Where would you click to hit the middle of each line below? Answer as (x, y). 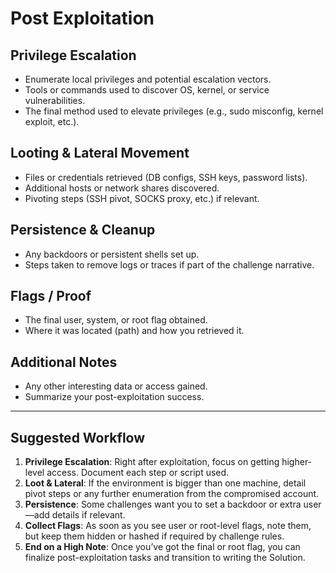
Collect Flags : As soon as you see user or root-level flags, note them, (168, 526)
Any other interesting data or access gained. (116, 386)
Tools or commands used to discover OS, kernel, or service (147, 90)
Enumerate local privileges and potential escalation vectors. (148, 79)
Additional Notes (64, 362)
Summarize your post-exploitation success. (114, 397)
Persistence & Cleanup (83, 230)
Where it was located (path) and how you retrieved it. (134, 331)
